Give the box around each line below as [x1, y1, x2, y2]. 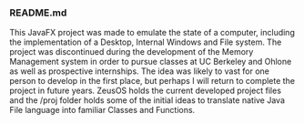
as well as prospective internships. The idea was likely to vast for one [9, 66, 270, 77]
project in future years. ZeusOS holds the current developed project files [9, 85, 282, 97]
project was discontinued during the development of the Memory [9, 46, 254, 57]
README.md [9, 6, 67, 19]
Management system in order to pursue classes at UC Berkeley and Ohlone [9, 57, 292, 67]
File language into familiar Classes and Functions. [9, 105, 196, 116]
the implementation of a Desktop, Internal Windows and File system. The [9, 36, 282, 47]
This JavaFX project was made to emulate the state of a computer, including [9, 27, 296, 38]
